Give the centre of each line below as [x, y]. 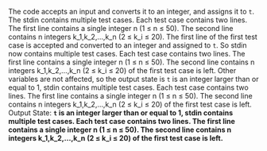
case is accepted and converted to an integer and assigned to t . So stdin [128, 45]
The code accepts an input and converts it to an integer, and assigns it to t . [131, 12]
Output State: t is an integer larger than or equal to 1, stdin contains [121, 113]
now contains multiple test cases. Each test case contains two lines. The [127, 54]
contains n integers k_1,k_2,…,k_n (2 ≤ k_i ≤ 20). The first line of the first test [133, 37]
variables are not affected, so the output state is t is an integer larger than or [133, 79]
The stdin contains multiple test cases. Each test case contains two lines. [128, 20]
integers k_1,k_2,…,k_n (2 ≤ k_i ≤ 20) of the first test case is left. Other [122, 70]
